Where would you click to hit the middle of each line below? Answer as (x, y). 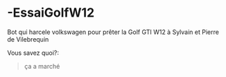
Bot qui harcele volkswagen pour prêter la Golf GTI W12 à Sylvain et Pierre (113, 32)
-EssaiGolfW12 (51, 13)
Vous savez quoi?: (33, 53)
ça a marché (42, 66)
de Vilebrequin (28, 39)
